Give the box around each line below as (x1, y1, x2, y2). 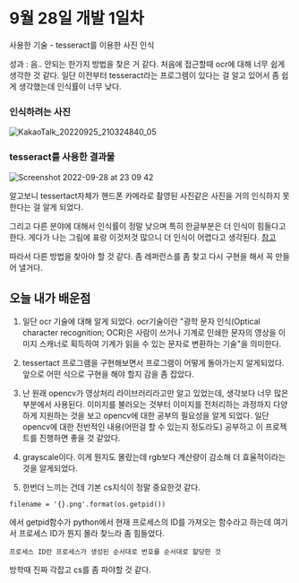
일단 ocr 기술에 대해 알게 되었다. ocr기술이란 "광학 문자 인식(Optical (21, 316, 261, 327)
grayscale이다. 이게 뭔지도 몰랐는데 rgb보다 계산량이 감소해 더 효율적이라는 (21, 452, 286, 463)
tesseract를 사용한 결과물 (9, 151, 115, 163)
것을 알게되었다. (21, 463, 78, 474)
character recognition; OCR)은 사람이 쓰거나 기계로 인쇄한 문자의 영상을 (21, 327, 277, 338)
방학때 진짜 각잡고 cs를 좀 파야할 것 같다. (9, 564, 152, 575)
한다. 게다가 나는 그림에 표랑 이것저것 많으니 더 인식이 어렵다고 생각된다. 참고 (9, 231, 277, 242)
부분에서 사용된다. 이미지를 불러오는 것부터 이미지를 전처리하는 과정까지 (21, 399, 271, 410)
